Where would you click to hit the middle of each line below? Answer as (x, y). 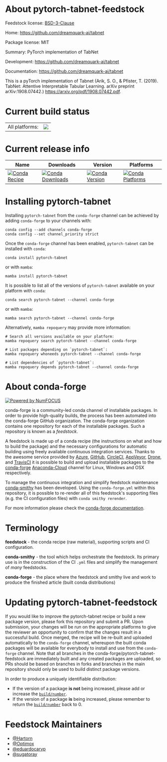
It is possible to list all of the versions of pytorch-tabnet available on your (80, 285)
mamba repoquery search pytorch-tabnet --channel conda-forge (71, 341)
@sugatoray (25, 754)
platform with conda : (26, 290)
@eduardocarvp (29, 749)
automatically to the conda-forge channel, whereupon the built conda (76, 642)
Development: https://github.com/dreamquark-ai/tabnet (62, 61)
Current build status (47, 112)
